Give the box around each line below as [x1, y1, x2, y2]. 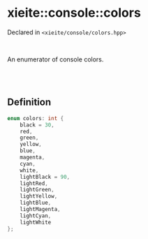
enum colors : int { [7, 115, 64, 122]
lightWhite [20, 219, 52, 226]
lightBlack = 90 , [20, 173, 71, 180]
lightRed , [20, 180, 49, 187]
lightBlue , [20, 199, 52, 207]
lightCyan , [20, 212, 52, 219]
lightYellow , [20, 193, 58, 200]
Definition [7, 96, 51, 108]
